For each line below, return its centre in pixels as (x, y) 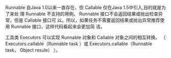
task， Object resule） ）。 (33, 50)
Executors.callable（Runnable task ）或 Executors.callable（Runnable (79, 44)
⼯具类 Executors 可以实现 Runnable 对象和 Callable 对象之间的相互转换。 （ (86, 37)
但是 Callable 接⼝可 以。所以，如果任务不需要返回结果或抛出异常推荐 (87, 20)
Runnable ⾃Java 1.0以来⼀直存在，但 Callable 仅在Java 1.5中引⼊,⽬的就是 (83, 7)
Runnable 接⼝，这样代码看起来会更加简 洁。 (58, 26)
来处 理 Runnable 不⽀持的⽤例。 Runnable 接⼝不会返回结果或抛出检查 (84, 14)
